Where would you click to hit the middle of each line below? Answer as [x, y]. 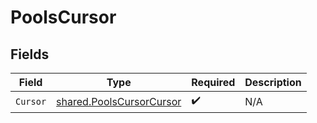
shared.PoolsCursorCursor [119, 101]
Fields [30, 54]
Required [213, 82]
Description [273, 82]
